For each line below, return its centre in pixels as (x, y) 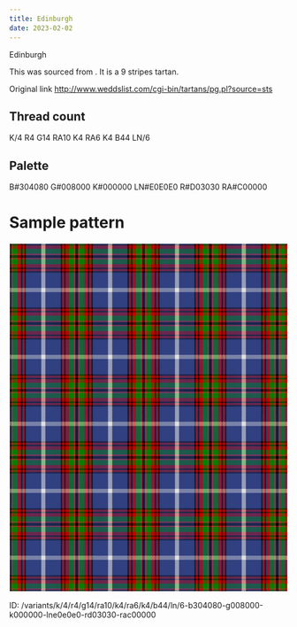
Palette (29, 165)
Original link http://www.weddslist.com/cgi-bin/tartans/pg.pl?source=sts (141, 89)
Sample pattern (67, 223)
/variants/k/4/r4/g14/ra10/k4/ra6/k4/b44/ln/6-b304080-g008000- (142, 606)
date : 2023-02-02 (41, 28)
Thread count (47, 116)
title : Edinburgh (41, 19)
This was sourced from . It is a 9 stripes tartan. (94, 72)
